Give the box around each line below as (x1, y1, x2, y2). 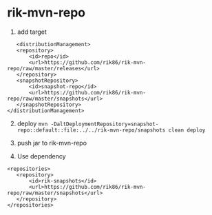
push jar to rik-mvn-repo (17, 139, 87, 147)
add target (17, 28, 47, 36)
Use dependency (17, 152, 67, 160)
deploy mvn (17, 119, 48, 127)
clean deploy (168, 126, 206, 134)
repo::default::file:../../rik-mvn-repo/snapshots (17, 126, 166, 134)
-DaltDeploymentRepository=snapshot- (50, 121, 159, 127)
